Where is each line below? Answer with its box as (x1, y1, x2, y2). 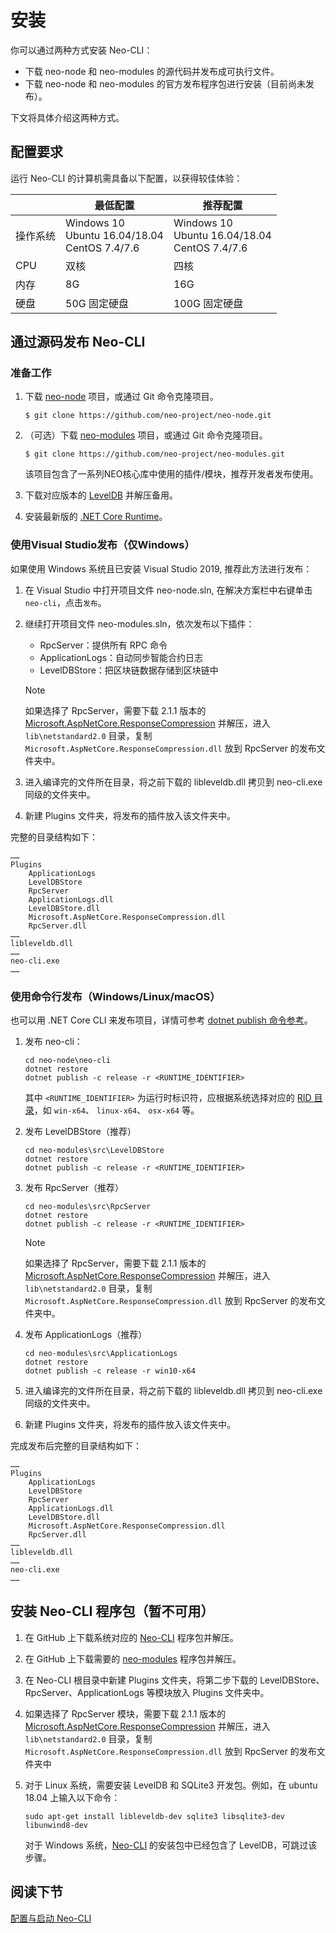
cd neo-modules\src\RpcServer (24, 1202, 152, 1212)
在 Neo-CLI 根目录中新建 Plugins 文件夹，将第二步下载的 (24, 1674, 258, 1686)
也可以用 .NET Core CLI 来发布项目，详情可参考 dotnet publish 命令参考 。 (10, 1014, 313, 1026)
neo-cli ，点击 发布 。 (24, 596, 107, 608)
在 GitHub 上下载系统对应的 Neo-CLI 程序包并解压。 (24, 1631, 239, 1643)
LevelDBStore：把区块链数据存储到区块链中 (39, 664, 219, 676)
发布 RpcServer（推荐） (24, 1182, 124, 1194)
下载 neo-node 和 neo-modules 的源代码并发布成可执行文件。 (24, 65, 280, 77)
